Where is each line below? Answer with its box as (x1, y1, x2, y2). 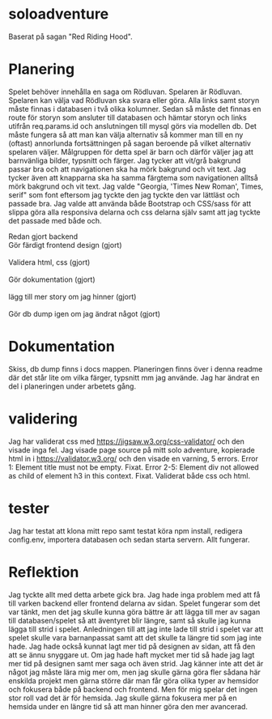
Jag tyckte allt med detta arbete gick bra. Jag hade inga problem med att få (8, 589, 261, 599)
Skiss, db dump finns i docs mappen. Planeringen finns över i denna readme (8, 364, 263, 373)
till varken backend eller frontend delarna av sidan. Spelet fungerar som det (8, 598, 261, 608)
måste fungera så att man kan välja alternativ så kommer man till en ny (8, 130, 244, 139)
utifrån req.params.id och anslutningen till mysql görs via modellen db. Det (8, 121, 257, 130)
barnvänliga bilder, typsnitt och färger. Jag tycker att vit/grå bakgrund (8, 155, 241, 165)
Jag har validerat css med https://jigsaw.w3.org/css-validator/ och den (8, 436, 245, 446)
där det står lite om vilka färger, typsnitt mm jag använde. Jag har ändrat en (8, 372, 260, 382)
